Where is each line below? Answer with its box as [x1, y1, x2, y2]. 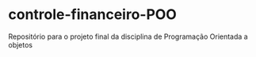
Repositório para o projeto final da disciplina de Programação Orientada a [8, 32, 248, 41]
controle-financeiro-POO [8, 6, 177, 24]
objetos [8, 40, 33, 49]
